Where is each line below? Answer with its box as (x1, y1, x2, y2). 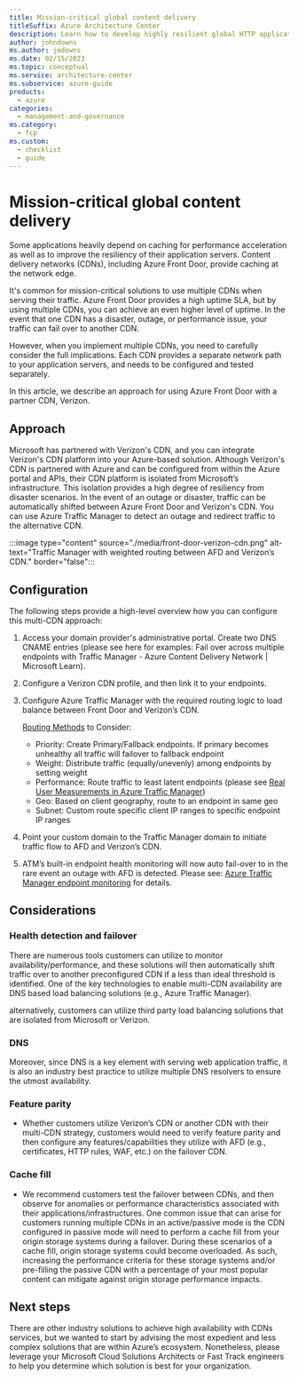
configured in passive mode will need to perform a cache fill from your (21, 1226, 280, 1237)
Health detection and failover (9, 929, 137, 942)
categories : (9, 104, 53, 113)
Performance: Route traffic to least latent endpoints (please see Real (35, 777, 286, 787)
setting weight (35, 768, 88, 778)
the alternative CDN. (9, 521, 84, 531)
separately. (9, 369, 51, 379)
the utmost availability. (9, 1076, 91, 1087)
